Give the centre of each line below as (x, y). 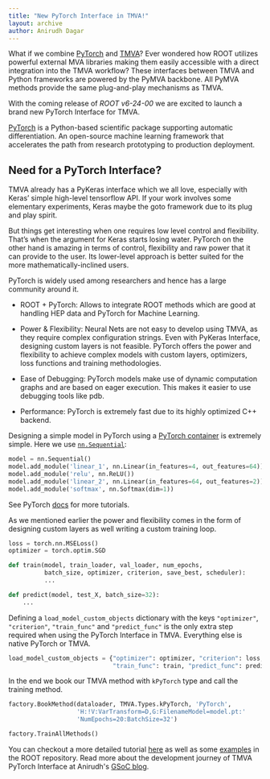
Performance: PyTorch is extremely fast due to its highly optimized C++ (138, 412)
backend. (35, 421)
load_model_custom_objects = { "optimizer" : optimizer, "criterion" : (125, 658)
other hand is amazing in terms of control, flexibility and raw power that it (129, 248)
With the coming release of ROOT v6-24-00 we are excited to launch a (125, 104)
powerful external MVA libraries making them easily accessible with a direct (134, 62)
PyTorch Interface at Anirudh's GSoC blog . (79, 766)
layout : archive (35, 23)
